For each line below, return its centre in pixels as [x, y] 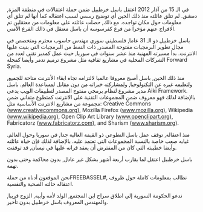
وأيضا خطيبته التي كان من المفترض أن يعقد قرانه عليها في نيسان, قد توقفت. [92, 147]
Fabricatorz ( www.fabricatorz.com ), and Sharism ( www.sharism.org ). [93, 123]
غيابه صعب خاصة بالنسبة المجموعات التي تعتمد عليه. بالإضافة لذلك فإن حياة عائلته [98, 141]
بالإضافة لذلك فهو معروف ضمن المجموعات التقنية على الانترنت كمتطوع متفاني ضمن [101, 97]
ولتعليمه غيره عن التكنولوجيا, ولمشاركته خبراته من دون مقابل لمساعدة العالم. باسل [100, 84]
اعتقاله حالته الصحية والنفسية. [40, 184]
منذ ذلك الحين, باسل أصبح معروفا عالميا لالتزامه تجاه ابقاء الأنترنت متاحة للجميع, [96, 78]
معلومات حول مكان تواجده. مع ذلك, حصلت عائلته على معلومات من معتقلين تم [94, 22]
